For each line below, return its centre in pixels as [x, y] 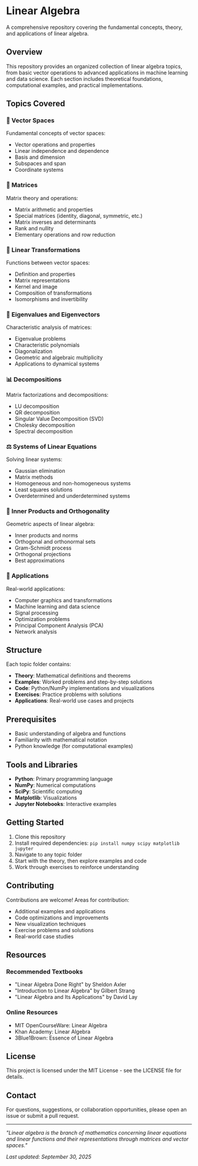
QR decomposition [37, 412]
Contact [21, 1095]
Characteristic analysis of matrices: [49, 327]
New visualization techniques [50, 924]
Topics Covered [36, 104]
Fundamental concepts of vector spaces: [56, 133]
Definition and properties [45, 274]
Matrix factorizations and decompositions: [57, 394]
